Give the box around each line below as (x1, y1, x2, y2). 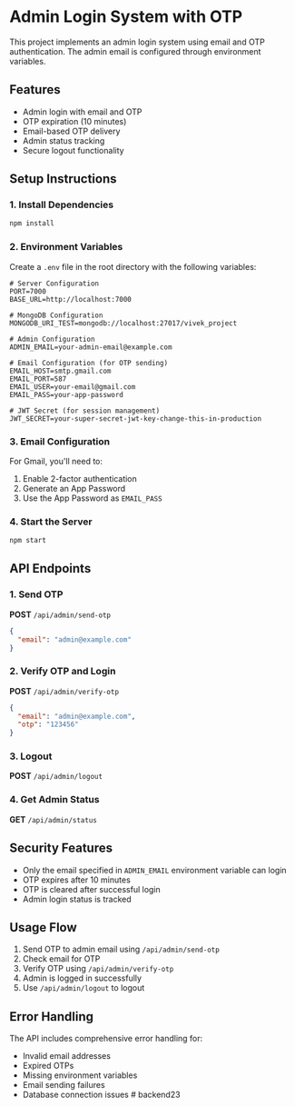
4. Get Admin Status (9, 793, 100, 806)
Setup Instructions (9, 171, 117, 187)
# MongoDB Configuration (9, 311, 103, 320)
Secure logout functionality (22, 145, 124, 155)
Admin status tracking (22, 135, 105, 146)
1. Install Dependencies (9, 198, 114, 211)
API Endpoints (9, 561, 92, 576)
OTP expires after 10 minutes (22, 874, 132, 885)
